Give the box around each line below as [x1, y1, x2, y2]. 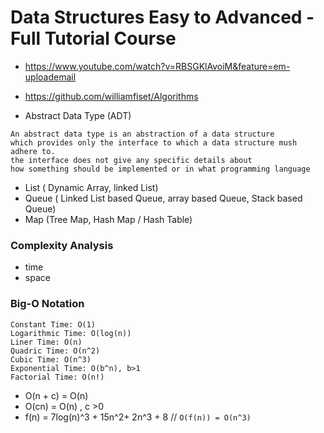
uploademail [24, 71, 77, 83]
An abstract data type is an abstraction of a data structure [10, 129, 275, 139]
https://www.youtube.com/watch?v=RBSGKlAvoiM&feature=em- [24, 60, 291, 72]
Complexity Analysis [10, 238, 114, 252]
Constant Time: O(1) [10, 319, 97, 330]
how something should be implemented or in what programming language [10, 164, 311, 174]
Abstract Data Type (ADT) [24, 109, 132, 121]
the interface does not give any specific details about [10, 155, 253, 165]
